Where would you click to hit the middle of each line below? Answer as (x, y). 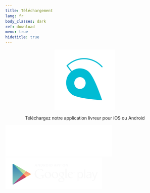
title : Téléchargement (29, 11)
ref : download (20, 27)
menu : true (17, 32)
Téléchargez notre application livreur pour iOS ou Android (85, 118)
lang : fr (14, 16)
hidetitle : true (22, 37)
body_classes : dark (26, 21)
